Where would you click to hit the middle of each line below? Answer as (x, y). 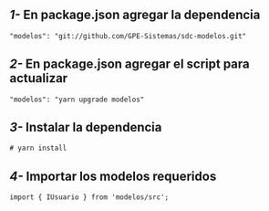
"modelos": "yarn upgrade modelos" (77, 100)
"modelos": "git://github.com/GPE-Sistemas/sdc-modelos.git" (128, 36)
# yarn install (38, 148)
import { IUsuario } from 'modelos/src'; (89, 197)
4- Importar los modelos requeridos (113, 176)
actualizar (39, 78)
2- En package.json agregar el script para (129, 64)
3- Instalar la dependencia (86, 127)
